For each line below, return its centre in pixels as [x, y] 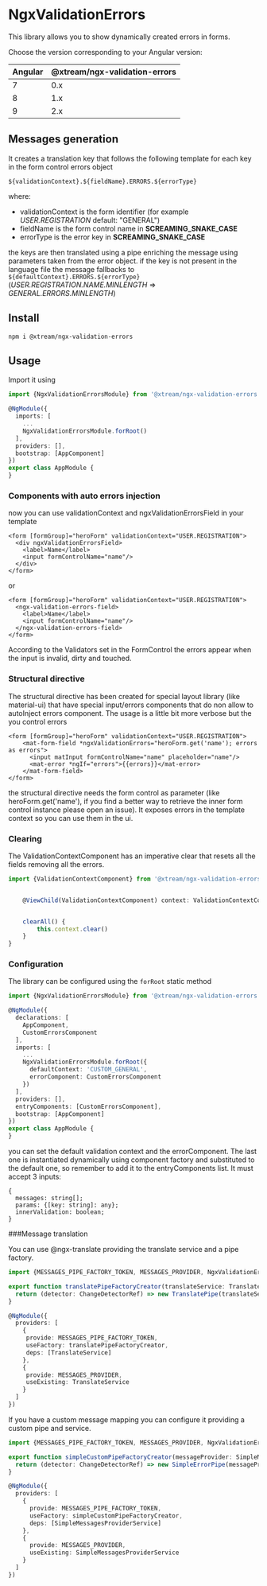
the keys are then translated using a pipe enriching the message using [123, 252]
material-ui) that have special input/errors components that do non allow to [131, 705]
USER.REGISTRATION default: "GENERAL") [90, 220]
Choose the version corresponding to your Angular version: [105, 52]
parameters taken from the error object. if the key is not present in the [122, 261]
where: [20, 196]
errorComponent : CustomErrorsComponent [95, 1077]
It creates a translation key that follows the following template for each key [130, 158]
